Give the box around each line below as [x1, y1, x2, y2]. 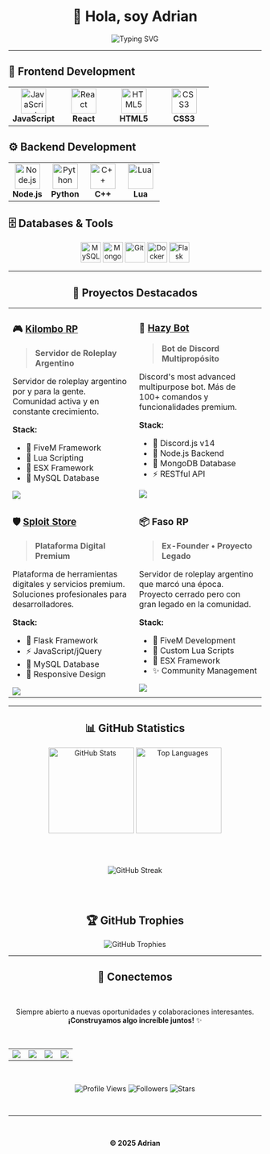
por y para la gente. [12, 386, 86, 397]
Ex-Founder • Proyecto [162, 540, 253, 552]
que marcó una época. [139, 579, 224, 590]
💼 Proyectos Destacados [72, 286, 198, 300]
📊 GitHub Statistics [84, 722, 186, 735]
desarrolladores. [12, 599, 75, 610]
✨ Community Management [152, 665, 257, 676]
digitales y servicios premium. [12, 579, 125, 590]
